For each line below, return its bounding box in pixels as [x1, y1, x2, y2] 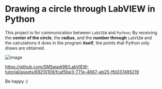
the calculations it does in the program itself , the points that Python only [5, 40, 150, 45]
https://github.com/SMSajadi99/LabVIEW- [5, 64, 89, 70]
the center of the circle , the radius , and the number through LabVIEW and [5, 35, 152, 41]
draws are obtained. [5, 45, 45, 51]
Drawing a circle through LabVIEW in [5, 3, 156, 15]
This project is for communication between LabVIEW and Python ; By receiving [5, 30, 158, 35]
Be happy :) [5, 78, 28, 84]
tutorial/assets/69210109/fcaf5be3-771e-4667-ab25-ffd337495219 [5, 69, 139, 74]
